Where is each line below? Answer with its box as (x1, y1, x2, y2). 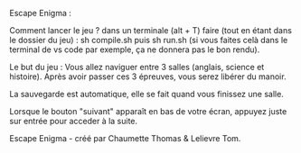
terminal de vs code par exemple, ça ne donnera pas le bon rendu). (9, 44, 260, 55)
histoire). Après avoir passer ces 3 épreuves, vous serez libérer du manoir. (9, 71, 287, 82)
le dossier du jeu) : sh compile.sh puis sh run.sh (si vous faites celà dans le (9, 35, 288, 45)
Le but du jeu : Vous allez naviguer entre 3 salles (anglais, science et (9, 62, 265, 72)
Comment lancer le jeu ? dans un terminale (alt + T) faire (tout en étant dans (9, 25, 292, 35)
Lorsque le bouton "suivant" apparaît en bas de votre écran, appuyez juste (9, 106, 287, 116)
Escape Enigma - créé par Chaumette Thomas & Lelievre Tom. (9, 133, 241, 143)
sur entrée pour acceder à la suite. (9, 116, 138, 126)
